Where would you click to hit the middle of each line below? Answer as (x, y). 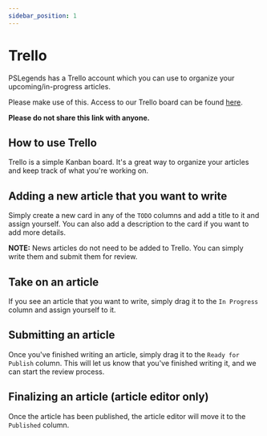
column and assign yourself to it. (62, 310)
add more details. (37, 232)
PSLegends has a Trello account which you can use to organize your (121, 78)
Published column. (39, 425)
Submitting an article (62, 335)
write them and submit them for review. (73, 257)
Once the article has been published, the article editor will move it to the (127, 416)
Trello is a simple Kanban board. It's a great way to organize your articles (129, 162)
